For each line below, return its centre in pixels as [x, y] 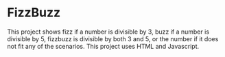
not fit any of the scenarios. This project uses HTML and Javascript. [103, 46]
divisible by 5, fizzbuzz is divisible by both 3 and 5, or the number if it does [113, 38]
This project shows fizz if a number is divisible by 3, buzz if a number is [108, 32]
